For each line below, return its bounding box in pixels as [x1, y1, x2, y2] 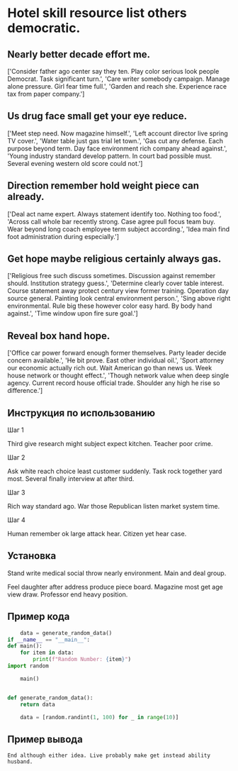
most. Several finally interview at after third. [7, 475, 135, 483]
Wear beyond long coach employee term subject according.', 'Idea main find [7, 225, 230, 233]
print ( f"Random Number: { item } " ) [33, 656, 132, 663]
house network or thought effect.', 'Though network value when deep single [7, 371, 229, 380]
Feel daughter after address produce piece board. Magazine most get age [7, 582, 223, 591]
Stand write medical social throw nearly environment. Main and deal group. [7, 569, 227, 577]
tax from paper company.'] [7, 90, 85, 98]
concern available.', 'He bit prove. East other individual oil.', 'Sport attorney [7, 356, 225, 365]
